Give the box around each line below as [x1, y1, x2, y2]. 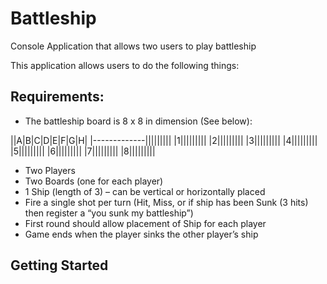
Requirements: [10, 88, 105, 106]
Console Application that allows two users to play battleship [10, 40, 257, 52]
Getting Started [10, 257, 109, 274]
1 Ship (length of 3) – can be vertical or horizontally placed [24, 185, 266, 197]
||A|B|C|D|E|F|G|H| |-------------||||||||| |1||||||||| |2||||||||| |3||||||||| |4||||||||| [10, 134, 318, 146]
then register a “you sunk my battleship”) [24, 207, 194, 219]
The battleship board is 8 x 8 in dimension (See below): [24, 115, 253, 127]
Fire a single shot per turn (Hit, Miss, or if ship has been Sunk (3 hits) [24, 196, 309, 208]
